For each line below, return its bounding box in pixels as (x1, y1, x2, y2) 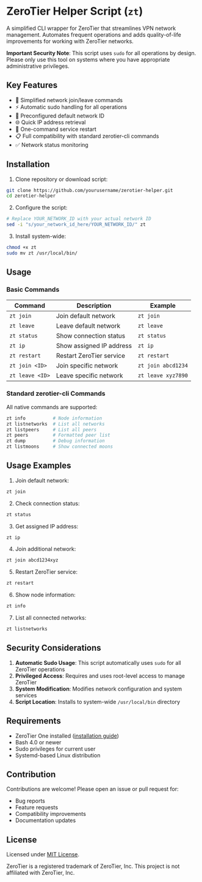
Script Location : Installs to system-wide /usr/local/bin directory (15, 698, 181, 705)
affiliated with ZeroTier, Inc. (6, 869, 75, 876)
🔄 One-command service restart (15, 125, 96, 133)
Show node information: (15, 591, 76, 599)
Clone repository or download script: (15, 176, 108, 183)
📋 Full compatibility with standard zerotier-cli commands (15, 132, 159, 139)
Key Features (6, 80, 58, 91)
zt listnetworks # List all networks (6, 421, 105, 427)
